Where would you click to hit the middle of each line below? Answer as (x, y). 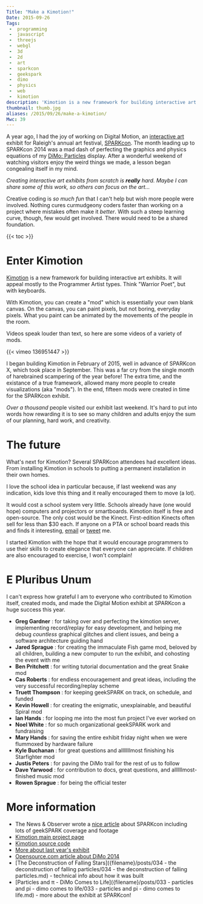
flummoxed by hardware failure (54, 744)
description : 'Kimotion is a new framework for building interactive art (101, 102)
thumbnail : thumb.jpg (34, 108)
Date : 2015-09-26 (28, 18)
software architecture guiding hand (59, 641)
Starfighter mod (35, 757)
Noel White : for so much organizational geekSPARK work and (93, 725)
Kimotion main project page (50, 837)
